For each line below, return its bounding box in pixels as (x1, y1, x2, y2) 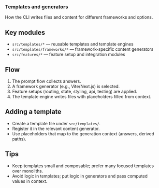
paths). (12, 136, 27, 142)
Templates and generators (5, 3, 69, 10)
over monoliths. (12, 168, 43, 174)
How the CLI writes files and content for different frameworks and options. (5, 14, 153, 20)
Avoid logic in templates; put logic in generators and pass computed (12, 173, 148, 179)
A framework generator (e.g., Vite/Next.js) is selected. (12, 83, 120, 89)
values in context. (12, 178, 47, 184)
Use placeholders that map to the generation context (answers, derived (12, 130, 155, 136)
